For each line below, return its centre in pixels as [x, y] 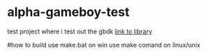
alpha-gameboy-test [69, 12]
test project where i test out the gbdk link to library [80, 31]
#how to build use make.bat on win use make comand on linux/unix [104, 45]
